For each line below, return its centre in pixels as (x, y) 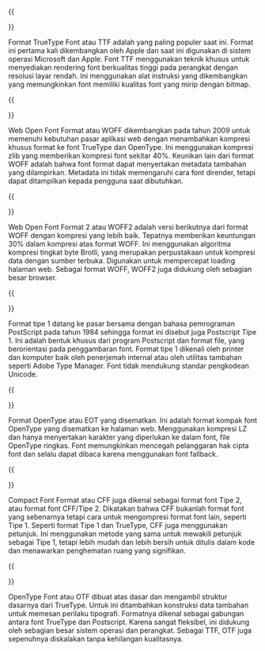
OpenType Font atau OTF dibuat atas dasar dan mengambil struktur (118, 597)
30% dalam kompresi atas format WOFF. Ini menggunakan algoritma (120, 244)
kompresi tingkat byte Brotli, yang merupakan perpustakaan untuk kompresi (132, 252)
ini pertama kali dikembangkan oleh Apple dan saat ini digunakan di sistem (130, 50)
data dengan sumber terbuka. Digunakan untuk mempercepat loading (122, 260)
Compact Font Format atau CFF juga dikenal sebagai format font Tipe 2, (125, 500)
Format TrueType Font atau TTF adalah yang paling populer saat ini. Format (131, 42)
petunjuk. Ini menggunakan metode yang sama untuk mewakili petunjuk (125, 534)
